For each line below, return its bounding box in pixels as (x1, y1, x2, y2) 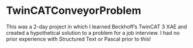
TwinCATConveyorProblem (6, 4, 142, 17)
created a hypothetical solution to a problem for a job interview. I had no (6, 29, 180, 36)
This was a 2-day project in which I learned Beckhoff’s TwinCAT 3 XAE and (6, 23, 188, 30)
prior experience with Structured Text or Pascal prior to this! (6, 35, 151, 42)
